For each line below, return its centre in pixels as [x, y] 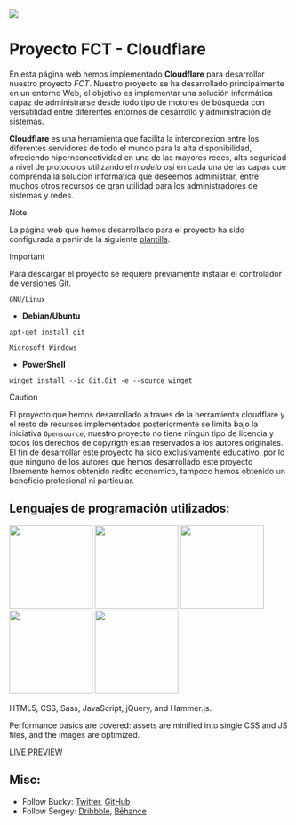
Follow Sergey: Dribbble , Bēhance [84, 811]
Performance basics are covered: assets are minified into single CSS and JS [148, 725]
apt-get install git [48, 332]
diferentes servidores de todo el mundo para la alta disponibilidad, [131, 148]
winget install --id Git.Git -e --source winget [101, 380]
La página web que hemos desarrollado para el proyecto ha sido [127, 230]
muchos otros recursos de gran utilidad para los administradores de [133, 185]
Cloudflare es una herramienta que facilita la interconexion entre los [134, 138]
